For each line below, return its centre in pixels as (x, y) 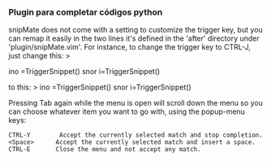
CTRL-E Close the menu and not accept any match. (105, 150)
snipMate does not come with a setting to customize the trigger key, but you (135, 30)
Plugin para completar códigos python (86, 12)
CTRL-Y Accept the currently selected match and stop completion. (136, 135)
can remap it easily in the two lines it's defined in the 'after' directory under (134, 38)
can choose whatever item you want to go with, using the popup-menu (127, 111)
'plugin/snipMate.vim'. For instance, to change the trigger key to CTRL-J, (130, 47)
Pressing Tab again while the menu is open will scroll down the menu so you (136, 103)
